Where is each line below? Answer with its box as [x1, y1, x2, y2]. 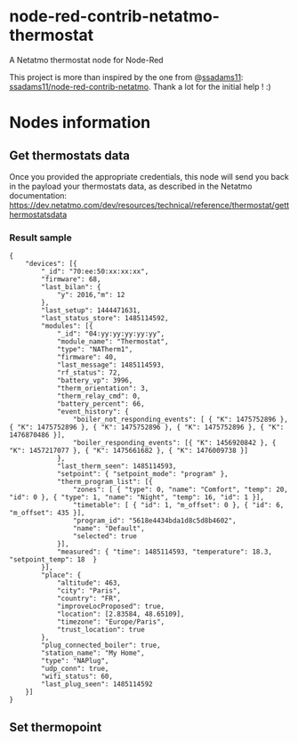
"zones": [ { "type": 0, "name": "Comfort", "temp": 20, [72, 485, 289, 495]
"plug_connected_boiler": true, [41, 641, 162, 650]
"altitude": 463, [56, 578, 122, 588]
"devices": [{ [25, 260, 77, 269]
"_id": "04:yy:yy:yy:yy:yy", [56, 329, 165, 339]
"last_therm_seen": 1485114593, [56, 462, 177, 471]
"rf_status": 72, [56, 368, 122, 377]
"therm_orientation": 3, [56, 384, 149, 393]
